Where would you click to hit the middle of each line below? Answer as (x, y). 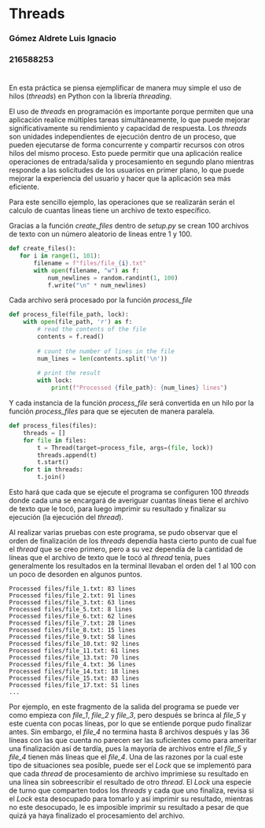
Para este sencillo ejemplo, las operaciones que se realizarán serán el (122, 202)
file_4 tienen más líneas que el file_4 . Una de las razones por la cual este (126, 757)
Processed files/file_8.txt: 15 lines (72, 630)
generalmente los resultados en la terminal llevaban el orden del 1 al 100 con (132, 566)
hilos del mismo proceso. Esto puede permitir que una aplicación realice (126, 154)
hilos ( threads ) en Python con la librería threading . (90, 96)
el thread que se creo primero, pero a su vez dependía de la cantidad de (126, 549)
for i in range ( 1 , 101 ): (60, 256)
